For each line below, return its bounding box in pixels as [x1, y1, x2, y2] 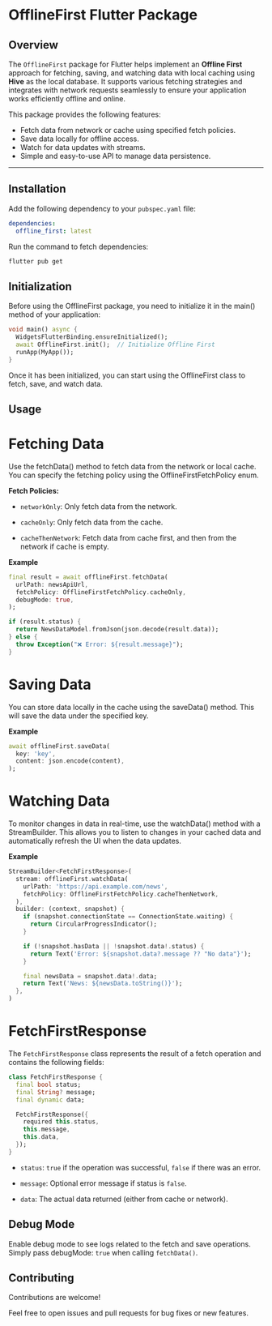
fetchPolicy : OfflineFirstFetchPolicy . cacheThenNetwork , [23, 890, 219, 898]
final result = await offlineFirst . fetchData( [8, 573, 168, 581]
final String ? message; [15, 1088, 96, 1096]
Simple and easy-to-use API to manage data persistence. [19, 152, 211, 160]
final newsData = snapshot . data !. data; [23, 972, 158, 980]
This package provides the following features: [8, 109, 161, 119]
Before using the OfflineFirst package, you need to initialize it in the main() [8, 302, 256, 311]
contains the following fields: [8, 1058, 104, 1067]
